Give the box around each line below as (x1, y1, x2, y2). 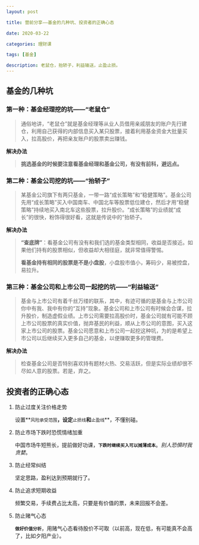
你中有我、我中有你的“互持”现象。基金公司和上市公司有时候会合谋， (20, 305, 187, 312)
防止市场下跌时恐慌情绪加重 (14, 429, 83, 436)
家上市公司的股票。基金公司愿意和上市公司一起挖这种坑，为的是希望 (20, 327, 188, 334)
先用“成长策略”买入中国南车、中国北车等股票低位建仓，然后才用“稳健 (20, 198, 189, 205)
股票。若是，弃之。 (46, 368, 94, 375)
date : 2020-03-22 (6, 30, 49, 36)
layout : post (6, 8, 39, 15)
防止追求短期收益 (14, 487, 57, 494)
